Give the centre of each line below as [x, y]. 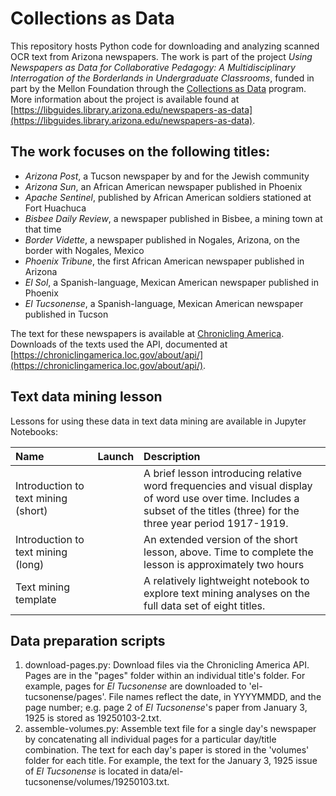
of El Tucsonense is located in [86, 771]
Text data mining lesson [86, 397]
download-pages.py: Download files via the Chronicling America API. [167, 665]
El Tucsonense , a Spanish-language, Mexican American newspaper [164, 303]
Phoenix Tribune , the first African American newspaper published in [164, 261]
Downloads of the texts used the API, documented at [119, 344]
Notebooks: [34, 431]
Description [172, 456]
